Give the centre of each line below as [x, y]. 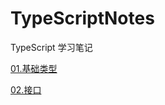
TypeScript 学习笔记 [51, 47]
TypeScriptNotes [82, 18]
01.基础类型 [34, 68]
